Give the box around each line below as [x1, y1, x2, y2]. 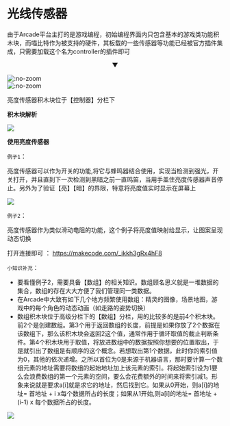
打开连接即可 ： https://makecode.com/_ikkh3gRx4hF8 [7, 249, 162, 257]
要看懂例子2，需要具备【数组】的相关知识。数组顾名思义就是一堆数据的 [16, 278, 219, 286]
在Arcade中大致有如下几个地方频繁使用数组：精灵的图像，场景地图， [16, 295, 212, 303]
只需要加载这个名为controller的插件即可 [18, 47, 130, 55]
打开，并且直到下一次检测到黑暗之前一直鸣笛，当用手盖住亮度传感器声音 [12, 175, 217, 184]
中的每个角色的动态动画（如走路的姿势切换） [23, 303, 149, 312]
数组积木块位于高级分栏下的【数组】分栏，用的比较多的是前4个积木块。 [16, 312, 219, 321]
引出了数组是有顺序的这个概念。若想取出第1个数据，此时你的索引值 [29, 347, 218, 355]
